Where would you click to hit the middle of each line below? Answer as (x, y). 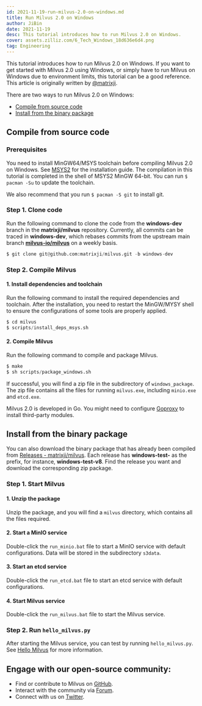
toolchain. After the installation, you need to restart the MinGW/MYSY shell (100, 304)
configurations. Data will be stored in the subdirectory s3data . (84, 553)
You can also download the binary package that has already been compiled (101, 449)
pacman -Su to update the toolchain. (51, 182)
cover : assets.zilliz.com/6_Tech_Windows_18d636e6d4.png (80, 40)
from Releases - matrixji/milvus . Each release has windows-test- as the (97, 455)
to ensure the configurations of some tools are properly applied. (87, 311)
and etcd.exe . (23, 396)
